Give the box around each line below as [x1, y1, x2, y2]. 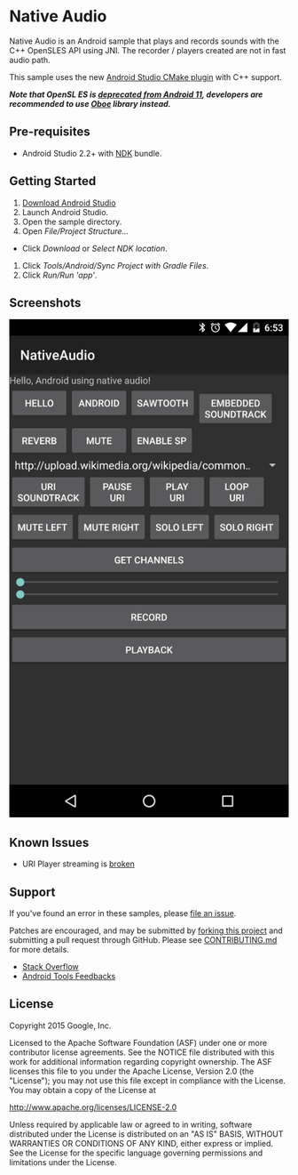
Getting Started [9, 173, 97, 189]
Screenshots [9, 295, 82, 310]
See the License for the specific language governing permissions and [9, 1147, 263, 1158]
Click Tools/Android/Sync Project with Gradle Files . [21, 260, 209, 270]
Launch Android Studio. [21, 206, 109, 217]
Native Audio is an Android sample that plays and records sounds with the [9, 36, 279, 46]
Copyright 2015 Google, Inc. [9, 1020, 112, 1031]
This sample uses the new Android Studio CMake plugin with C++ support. [9, 71, 282, 82]
